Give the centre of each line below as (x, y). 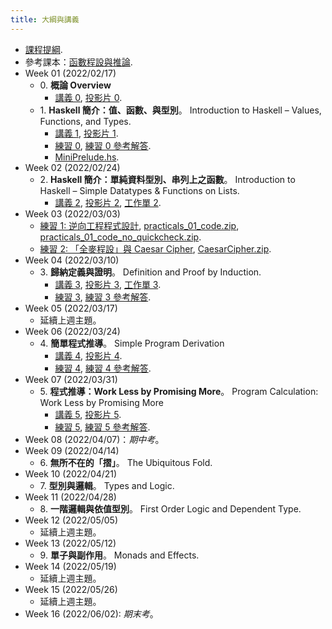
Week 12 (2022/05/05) (71, 520)
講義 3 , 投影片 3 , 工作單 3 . (108, 284)
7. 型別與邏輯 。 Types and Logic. (107, 485)
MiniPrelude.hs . (87, 157)
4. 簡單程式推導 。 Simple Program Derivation (132, 343)
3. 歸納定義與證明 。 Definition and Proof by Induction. (150, 272)
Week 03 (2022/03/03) (72, 213)
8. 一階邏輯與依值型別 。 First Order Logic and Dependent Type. (170, 508)
